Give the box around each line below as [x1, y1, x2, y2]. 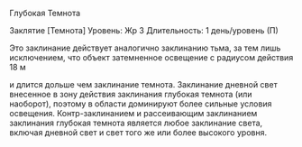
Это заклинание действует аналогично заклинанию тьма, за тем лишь [9, 42, 281, 53]
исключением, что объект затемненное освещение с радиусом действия [9, 52, 294, 62]
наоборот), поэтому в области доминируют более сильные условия [9, 98, 272, 109]
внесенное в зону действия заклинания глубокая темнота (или [9, 89, 252, 99]
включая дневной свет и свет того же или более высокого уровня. [9, 127, 268, 138]
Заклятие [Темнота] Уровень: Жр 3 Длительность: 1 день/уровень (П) [9, 25, 279, 35]
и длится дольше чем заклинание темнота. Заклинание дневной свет [9, 79, 278, 89]
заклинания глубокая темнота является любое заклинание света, [9, 117, 263, 128]
